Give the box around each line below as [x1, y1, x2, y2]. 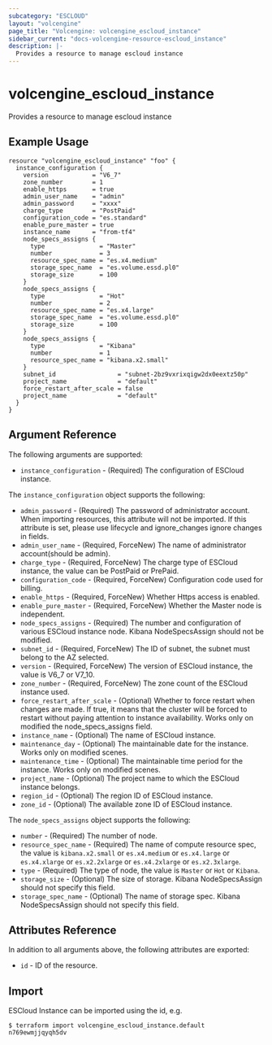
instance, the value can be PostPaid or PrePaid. [19, 566, 179, 576]
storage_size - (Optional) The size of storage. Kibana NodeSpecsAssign [19, 873, 262, 883]
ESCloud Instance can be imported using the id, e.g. [8, 1006, 183, 1016]
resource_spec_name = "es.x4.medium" [29, 256, 158, 264]
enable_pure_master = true [23, 220, 114, 229]
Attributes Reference [8, 923, 117, 937]
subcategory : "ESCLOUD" [8, 11, 89, 20]
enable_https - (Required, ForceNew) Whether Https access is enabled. [19, 591, 260, 602]
